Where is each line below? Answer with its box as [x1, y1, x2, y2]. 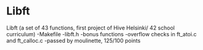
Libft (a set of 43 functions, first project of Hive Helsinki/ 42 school [6, 24, 175, 31]
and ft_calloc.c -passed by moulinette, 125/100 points [6, 37, 141, 44]
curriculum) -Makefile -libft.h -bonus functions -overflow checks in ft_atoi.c [6, 30, 197, 37]
